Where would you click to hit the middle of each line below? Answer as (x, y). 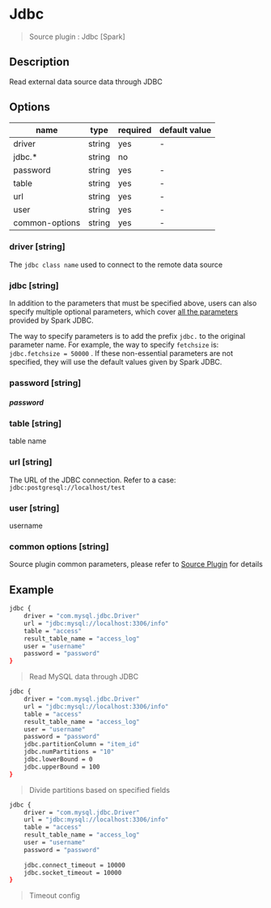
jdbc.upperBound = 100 (62, 767)
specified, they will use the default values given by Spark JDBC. (116, 362)
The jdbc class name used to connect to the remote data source (116, 264)
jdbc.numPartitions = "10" (69, 752)
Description (39, 62)
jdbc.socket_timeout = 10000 (73, 872)
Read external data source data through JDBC (86, 81)
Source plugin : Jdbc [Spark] (77, 36)
